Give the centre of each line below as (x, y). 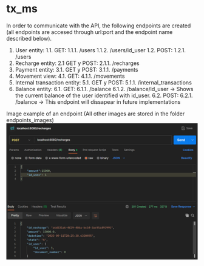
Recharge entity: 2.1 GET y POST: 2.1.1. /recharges (77, 63)
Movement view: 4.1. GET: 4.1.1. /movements (70, 76)
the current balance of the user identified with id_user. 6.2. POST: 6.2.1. (104, 95)
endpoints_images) (30, 120)
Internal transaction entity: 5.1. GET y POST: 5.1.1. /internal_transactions (104, 82)
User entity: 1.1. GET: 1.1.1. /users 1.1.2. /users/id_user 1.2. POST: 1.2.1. (100, 50)
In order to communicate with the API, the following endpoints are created (99, 26)
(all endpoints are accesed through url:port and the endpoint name (90, 32)
